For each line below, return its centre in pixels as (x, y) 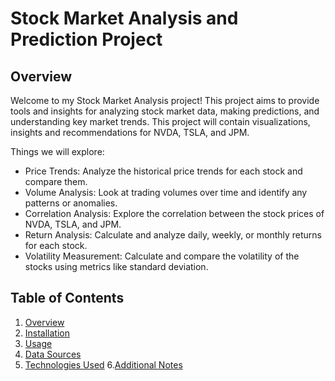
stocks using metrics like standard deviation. (116, 266)
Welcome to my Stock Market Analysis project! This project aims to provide (165, 100)
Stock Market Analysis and (124, 18)
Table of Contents (67, 298)
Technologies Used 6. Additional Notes (103, 364)
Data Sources (53, 354)
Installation (47, 333)
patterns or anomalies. (71, 203)
